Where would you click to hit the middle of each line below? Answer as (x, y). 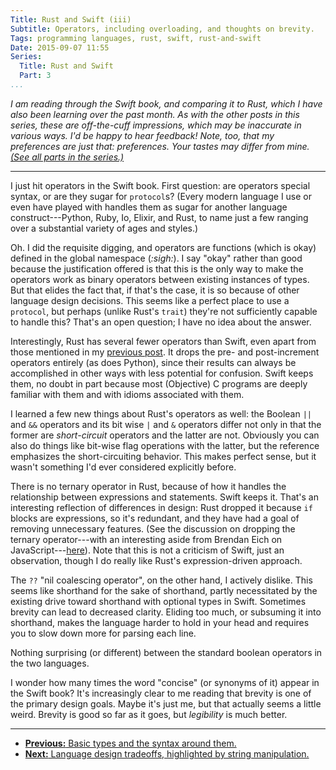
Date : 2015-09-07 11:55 (60, 47)
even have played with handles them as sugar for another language (149, 207)
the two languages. (50, 663)
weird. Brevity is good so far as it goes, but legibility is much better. (149, 714)
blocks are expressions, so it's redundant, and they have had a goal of (155, 518)
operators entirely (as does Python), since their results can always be (153, 362)
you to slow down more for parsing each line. (103, 633)
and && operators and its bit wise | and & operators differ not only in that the (166, 424)
